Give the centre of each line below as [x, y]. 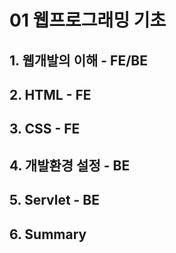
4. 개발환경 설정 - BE [70, 165]
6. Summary [48, 234]
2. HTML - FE [50, 94]
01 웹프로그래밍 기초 [88, 20]
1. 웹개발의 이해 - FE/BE [78, 60]
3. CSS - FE [45, 129]
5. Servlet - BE [55, 200]
